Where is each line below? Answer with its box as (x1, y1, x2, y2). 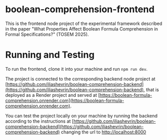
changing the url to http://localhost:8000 (61, 129, 147, 135)
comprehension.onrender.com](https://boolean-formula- (5, 97, 124, 103)
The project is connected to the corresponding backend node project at (5, 75, 156, 82)
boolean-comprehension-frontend (5, 4, 155, 15)
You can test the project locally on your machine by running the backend (5, 113, 158, 119)
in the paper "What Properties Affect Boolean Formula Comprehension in (5, 25, 158, 32)
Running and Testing (5, 49, 95, 61)
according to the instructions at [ (5, 118, 74, 124)
